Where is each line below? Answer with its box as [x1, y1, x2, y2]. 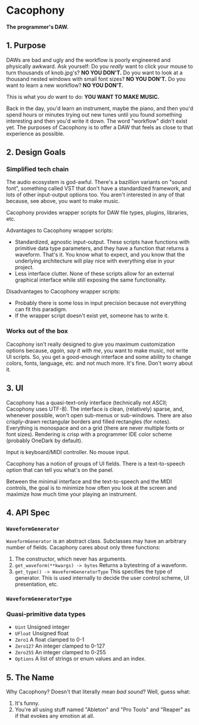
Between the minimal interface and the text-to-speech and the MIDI [6, 477, 172, 485]
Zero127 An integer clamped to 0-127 [14, 642, 105, 649]
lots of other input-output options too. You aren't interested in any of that [6, 191, 185, 198]
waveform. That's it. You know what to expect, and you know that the [14, 251, 185, 258]
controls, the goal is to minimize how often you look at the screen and [6, 484, 177, 491]
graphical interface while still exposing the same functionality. [14, 276, 167, 283]
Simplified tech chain [6, 165, 69, 173]
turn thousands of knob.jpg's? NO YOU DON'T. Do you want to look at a [6, 69, 183, 76]
